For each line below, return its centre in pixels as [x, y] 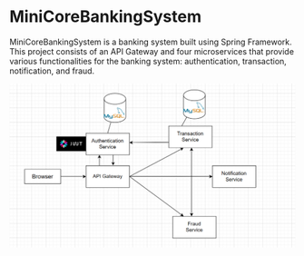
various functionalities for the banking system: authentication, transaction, [148, 61]
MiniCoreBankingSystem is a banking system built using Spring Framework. [151, 42]
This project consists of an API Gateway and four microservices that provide [152, 51]
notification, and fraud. [52, 71]
